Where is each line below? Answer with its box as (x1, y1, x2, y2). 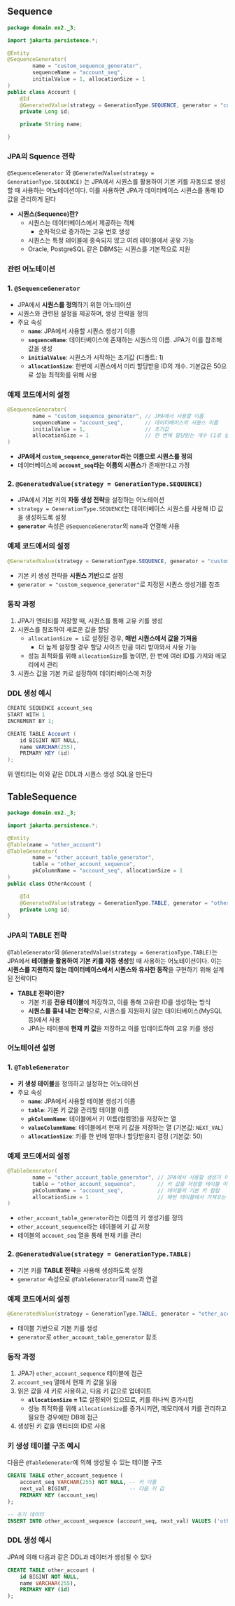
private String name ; (20, 121, 83, 128)
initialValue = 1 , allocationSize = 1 (32, 76, 145, 83)
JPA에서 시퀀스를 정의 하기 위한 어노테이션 (17, 300, 131, 309)
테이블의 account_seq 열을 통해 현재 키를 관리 (17, 1231, 142, 1240)
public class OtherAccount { (7, 880, 92, 887)
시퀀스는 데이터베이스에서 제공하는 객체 (27, 219, 135, 227)
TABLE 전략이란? (17, 989, 65, 997)
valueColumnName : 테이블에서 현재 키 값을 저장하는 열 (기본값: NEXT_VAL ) (27, 1123, 224, 1131)
